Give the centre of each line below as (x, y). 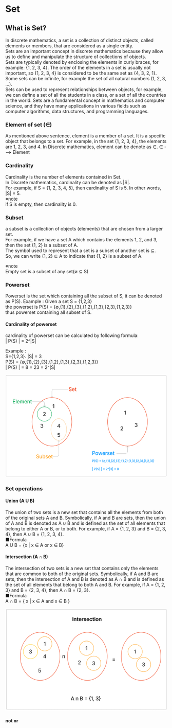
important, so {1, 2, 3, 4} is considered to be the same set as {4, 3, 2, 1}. (81, 73)
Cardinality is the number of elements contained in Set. (63, 177)
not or (12, 721)
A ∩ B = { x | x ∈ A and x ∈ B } (38, 601)
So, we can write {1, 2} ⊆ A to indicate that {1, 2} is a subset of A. (74, 256)
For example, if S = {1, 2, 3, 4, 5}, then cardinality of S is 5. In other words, (83, 188)
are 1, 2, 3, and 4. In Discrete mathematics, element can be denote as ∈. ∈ (84, 147)
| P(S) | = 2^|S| (21, 341)
